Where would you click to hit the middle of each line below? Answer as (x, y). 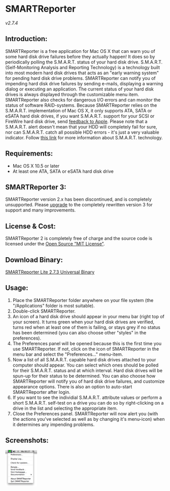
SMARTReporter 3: (36, 187)
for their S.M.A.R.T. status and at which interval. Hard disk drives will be (88, 370)
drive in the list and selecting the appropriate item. (65, 408)
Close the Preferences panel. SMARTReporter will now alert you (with (85, 413)
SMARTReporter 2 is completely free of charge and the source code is (79, 238)
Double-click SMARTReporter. (44, 311)
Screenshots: (27, 440)
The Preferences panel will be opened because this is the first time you (87, 343)
